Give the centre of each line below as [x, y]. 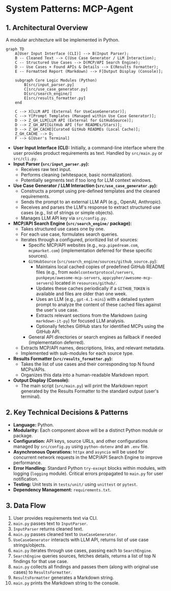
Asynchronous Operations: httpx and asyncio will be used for [79, 452]
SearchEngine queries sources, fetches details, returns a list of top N [84, 556]
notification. [26, 479]
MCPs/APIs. [33, 369]
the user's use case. [57, 310]
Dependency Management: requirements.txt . [62, 490]
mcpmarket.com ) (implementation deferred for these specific [90, 250]
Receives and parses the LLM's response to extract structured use [91, 207]
